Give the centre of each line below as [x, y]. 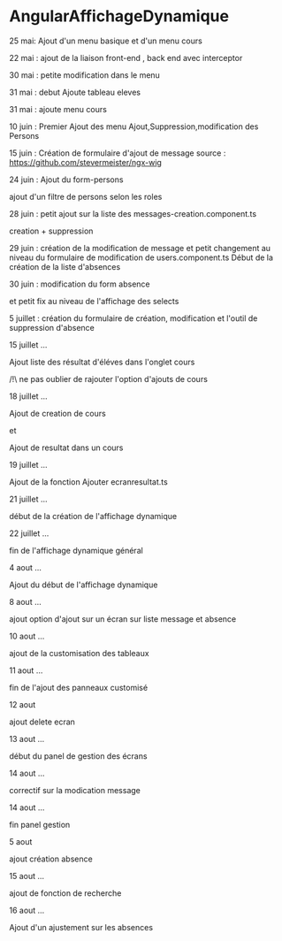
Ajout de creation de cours [57, 413]
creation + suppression [51, 231]
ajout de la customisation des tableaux [79, 653]
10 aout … [27, 636]
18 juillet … [28, 396]
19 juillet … [28, 464]
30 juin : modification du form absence [80, 284]
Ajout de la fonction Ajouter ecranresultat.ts [88, 482]
